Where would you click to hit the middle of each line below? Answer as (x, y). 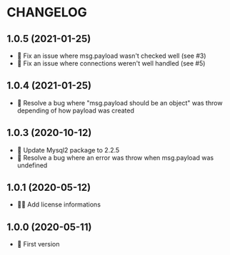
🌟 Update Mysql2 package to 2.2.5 (68, 150)
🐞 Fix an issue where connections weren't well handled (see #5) (111, 63)
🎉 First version (38, 244)
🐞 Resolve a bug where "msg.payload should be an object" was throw (120, 103)
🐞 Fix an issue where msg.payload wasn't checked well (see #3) (111, 56)
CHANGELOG (47, 12)
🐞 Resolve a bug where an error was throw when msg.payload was (115, 157)
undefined (32, 165)
